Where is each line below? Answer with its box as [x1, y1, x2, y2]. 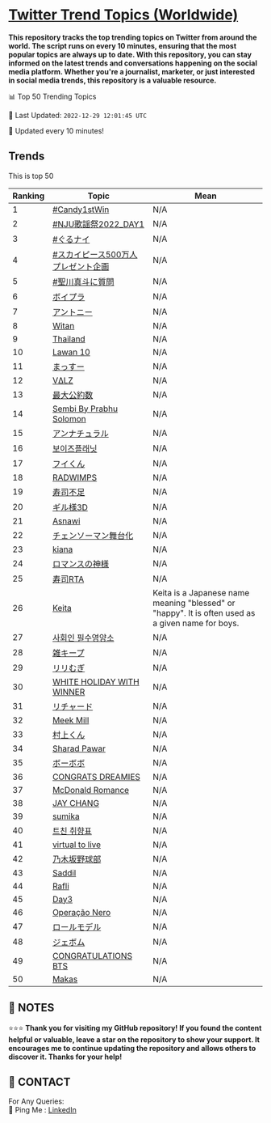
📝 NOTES [8, 1001, 55, 1015]
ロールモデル [52, 921, 102, 932]
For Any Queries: [8, 1096, 65, 1106]
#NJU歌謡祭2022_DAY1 [52, 218, 145, 230]
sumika [52, 811, 80, 822]
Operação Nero [52, 906, 111, 917]
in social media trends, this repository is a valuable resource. [8, 75, 217, 85]
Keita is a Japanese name [152, 587, 250, 598]
